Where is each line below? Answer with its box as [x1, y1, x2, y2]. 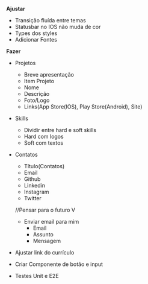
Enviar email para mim [23, 218, 79, 225]
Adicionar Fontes [14, 36, 57, 43]
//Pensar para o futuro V [14, 206, 75, 213]
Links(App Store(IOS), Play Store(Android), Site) [23, 103, 143, 110]
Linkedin [23, 182, 45, 189]
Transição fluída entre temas [14, 17, 86, 24]
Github [23, 175, 41, 183]
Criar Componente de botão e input [14, 260, 103, 268]
